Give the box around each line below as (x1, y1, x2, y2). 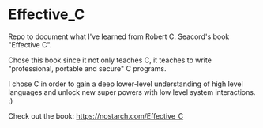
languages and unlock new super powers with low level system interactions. (8, 87, 256, 96)
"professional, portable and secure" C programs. (8, 63, 167, 73)
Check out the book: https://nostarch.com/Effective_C (8, 111, 184, 120)
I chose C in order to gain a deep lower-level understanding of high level (8, 79, 243, 88)
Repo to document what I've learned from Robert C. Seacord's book (8, 32, 230, 41)
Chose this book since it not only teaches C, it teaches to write (8, 55, 212, 65)
